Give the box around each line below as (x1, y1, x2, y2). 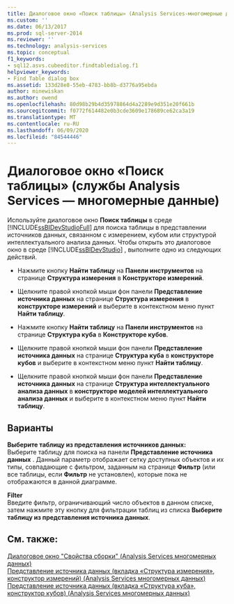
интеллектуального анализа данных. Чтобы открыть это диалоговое (7, 238, 211, 247)
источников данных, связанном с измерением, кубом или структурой (7, 231, 217, 239)
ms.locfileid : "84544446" (7, 133, 82, 140)
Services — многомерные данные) (7, 193, 220, 209)
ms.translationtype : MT (7, 114, 77, 121)
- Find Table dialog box (7, 75, 79, 82)
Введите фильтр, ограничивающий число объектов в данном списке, (7, 499, 214, 506)
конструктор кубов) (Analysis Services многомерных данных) (7, 589, 190, 597)
